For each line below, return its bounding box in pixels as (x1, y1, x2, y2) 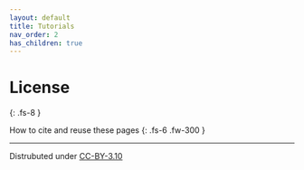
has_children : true (9, 38, 83, 48)
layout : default (9, 13, 71, 23)
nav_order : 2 (9, 30, 59, 39)
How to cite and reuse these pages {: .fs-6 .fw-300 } (9, 125, 206, 136)
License (9, 78, 71, 98)
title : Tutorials (9, 22, 75, 31)
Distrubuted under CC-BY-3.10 (9, 151, 123, 162)
